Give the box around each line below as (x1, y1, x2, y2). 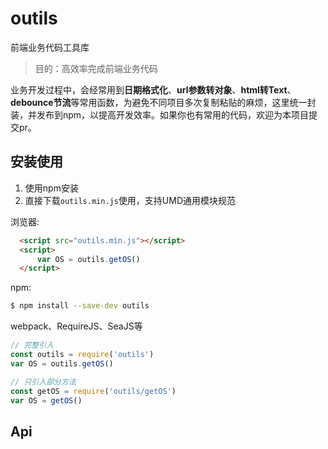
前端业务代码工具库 (10, 41, 90, 53)
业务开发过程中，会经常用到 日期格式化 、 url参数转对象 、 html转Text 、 (10, 83, 297, 96)
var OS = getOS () (10, 395, 83, 406)
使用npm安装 (24, 182, 79, 194)
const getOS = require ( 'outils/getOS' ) (10, 386, 177, 396)
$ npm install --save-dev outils (10, 301, 150, 311)
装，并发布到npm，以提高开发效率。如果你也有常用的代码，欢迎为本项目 (10, 108, 310, 121)
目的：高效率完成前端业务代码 (34, 62, 158, 74)
